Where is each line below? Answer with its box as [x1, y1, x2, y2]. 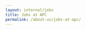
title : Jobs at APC [5, 12, 47, 17]
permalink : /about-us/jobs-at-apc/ [5, 17, 81, 22]
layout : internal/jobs [5, 7, 54, 13]
